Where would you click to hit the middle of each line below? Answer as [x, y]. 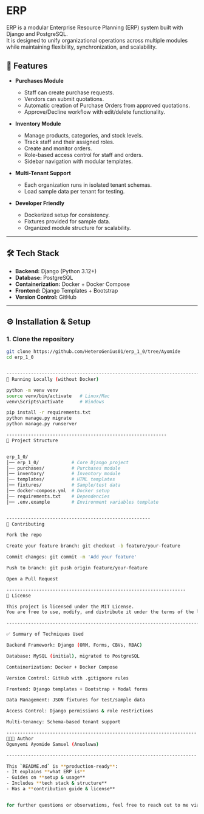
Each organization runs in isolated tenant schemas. [88, 185]
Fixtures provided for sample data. [67, 221]
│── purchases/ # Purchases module [63, 468]
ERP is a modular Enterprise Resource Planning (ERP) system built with [95, 27]
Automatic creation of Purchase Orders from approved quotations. [107, 105]
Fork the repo [24, 535]
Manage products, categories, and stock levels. [83, 135]
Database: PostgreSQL [44, 277]
